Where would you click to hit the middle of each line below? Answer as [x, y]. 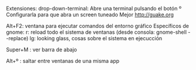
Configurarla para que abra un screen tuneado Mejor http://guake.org [90, 15]
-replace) [17, 38]
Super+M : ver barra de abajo [42, 50]
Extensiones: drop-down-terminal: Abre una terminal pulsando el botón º [94, 8]
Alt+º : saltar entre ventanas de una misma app [63, 61]
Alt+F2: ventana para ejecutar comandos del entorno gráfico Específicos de [97, 26]
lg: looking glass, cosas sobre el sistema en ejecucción [96, 38]
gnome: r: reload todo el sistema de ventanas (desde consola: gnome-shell [97, 32]
